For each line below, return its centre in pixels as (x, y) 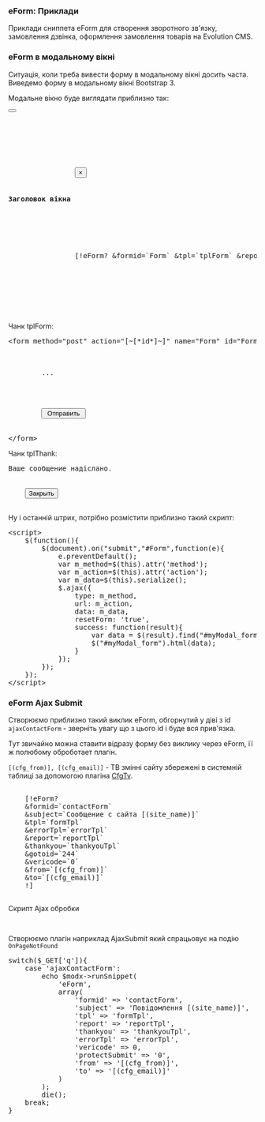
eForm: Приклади (43, 11)
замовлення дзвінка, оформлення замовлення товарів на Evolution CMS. (131, 36)
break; (37, 1103)
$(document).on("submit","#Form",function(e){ (133, 548)
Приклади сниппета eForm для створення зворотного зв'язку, (113, 28)
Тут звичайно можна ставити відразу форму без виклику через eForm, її (131, 744)
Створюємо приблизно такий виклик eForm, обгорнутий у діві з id (119, 720)
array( (71, 992)
